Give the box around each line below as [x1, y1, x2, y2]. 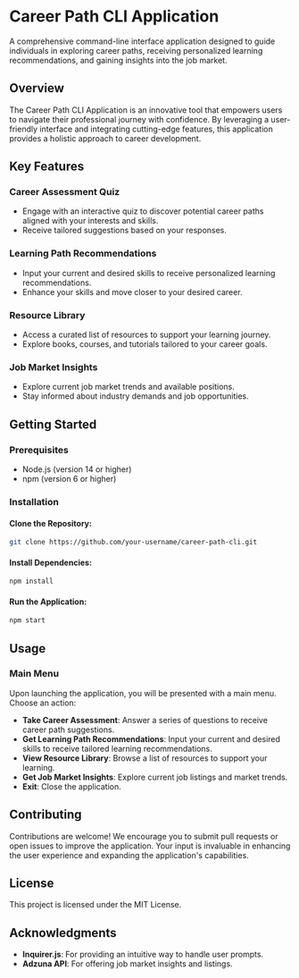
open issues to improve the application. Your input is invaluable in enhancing [9, 840, 291, 851]
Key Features [9, 159, 85, 174]
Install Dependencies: [9, 557, 92, 568]
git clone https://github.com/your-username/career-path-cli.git [9, 538, 257, 547]
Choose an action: [9, 697, 77, 708]
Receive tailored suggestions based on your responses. [21, 225, 228, 236]
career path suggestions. [21, 724, 115, 735]
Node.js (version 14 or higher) [21, 464, 132, 475]
